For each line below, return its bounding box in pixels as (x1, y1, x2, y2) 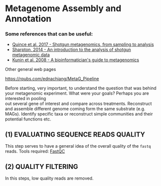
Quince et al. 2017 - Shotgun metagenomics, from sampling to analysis (12, 42, 154, 48)
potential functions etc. (5, 116, 52, 122)
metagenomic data (12, 52, 50, 58)
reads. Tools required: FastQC (5, 149, 65, 154)
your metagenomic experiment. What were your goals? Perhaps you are (5, 90, 149, 96)
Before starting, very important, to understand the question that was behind (5, 85, 157, 91)
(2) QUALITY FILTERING (5, 162, 78, 170)
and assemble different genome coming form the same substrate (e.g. (5, 106, 145, 112)
